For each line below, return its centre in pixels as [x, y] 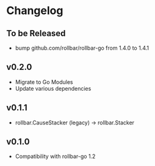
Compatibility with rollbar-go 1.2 [55, 156]
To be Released [36, 33]
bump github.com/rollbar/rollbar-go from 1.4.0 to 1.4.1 [82, 48]
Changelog [35, 11]
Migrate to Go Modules [44, 82]
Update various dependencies [53, 88]
